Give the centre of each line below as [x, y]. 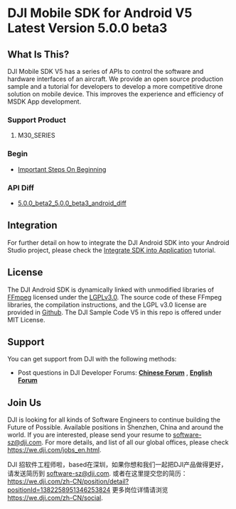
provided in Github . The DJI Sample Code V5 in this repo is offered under [114, 312]
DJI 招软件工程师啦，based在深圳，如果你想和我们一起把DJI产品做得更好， [117, 465]
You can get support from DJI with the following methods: [92, 359]
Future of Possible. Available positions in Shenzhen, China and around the [116, 427]
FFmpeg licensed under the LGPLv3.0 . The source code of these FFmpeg [114, 297]
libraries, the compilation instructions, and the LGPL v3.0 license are [107, 305]
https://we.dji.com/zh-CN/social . [55, 498]
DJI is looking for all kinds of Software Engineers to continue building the [114, 420]
